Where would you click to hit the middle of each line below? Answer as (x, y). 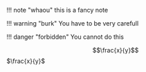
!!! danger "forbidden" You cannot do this (65, 37)
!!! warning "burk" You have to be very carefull (73, 23)
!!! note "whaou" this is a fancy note (57, 10)
